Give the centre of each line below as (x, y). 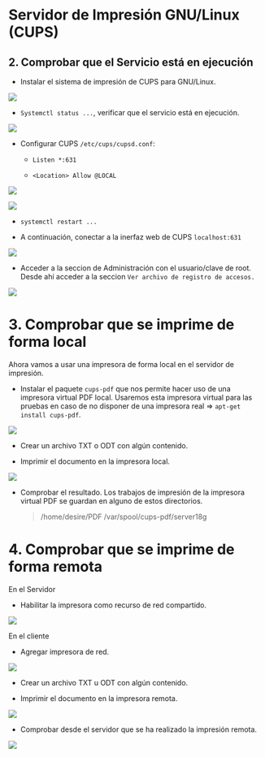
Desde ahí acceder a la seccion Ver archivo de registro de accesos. (137, 277)
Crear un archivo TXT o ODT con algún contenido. (104, 445)
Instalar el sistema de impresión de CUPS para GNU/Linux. (118, 82)
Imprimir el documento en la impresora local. (95, 461)
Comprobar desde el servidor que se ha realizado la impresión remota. (139, 729)
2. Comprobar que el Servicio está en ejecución (131, 62)
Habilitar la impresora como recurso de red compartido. (113, 605)
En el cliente (29, 636)
